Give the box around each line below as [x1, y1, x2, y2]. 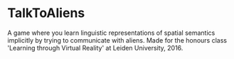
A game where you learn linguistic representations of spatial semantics [7, 28, 216, 37]
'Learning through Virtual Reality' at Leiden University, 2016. [7, 43, 184, 52]
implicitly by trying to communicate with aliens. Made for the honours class [7, 36, 228, 44]
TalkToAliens [7, 5, 85, 21]
